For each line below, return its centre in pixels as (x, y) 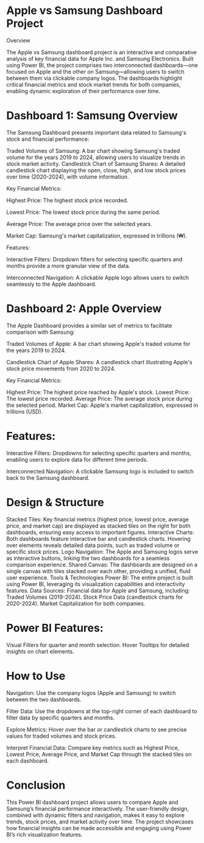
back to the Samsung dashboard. (48, 478)
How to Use (36, 676)
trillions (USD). (25, 411)
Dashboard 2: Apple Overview (84, 309)
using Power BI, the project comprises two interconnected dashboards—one (102, 65)
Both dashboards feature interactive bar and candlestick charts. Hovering (98, 538)
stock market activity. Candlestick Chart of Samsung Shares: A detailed (96, 164)
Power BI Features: (55, 628)
